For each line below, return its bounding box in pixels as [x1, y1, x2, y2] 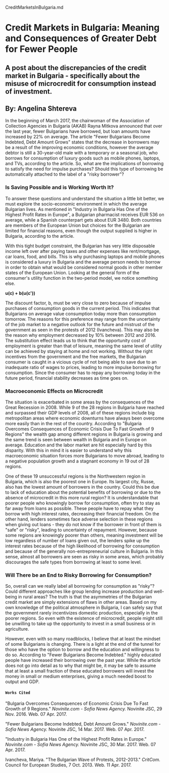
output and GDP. [5, 679, 40, 685]
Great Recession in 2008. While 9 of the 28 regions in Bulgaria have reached [5, 404, 164, 410]
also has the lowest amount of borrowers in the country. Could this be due [5, 484, 159, 490]
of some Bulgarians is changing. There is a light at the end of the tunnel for [5, 641, 161, 647]
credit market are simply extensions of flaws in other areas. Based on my [5, 599, 157, 605]
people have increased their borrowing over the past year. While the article [5, 657, 161, 663]
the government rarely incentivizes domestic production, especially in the [5, 610, 158, 616]
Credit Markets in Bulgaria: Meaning [5, 22, 160, 33]
